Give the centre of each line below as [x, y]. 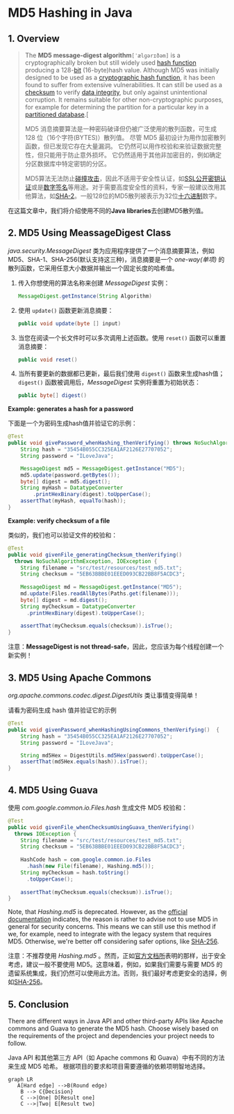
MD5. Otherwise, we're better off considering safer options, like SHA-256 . [114, 941]
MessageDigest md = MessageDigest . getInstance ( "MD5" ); [101, 587]
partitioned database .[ [57, 114]
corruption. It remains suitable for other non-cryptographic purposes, [124, 100]
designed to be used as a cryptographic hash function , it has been [120, 77]
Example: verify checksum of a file [59, 520]
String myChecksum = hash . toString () [75, 872]
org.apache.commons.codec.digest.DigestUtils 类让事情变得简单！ [104, 695]
